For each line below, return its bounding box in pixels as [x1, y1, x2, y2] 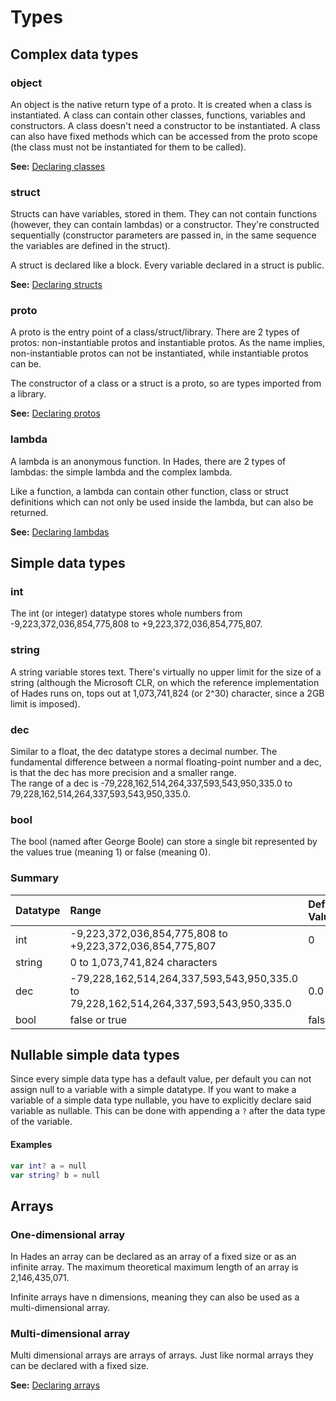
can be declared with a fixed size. [10, 1360, 150, 1372]
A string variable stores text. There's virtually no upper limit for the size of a [10, 666, 322, 678]
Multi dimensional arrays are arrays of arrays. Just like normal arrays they [10, 1349, 314, 1361]
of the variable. [10, 1116, 73, 1128]
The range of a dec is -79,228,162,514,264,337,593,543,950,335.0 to [10, 777, 293, 790]
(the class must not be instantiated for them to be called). [10, 141, 247, 153]
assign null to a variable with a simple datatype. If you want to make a [10, 1084, 297, 1096]
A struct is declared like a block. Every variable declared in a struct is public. [10, 259, 325, 271]
